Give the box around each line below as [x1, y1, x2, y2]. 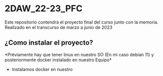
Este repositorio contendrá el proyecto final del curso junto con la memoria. [4, 19, 159, 25]
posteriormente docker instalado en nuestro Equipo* [4, 57, 112, 63]
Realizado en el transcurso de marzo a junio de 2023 [4, 24, 112, 30]
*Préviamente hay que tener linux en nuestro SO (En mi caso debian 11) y [4, 51, 154, 57]
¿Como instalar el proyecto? [4, 39, 94, 47]
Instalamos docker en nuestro [11, 66, 73, 72]
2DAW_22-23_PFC [4, 3, 83, 14]
